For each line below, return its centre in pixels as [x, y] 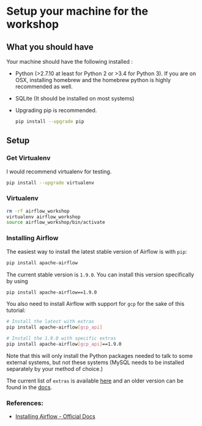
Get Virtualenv [28, 158]
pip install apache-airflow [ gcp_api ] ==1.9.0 [64, 344]
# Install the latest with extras [50, 322]
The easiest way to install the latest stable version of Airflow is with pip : [97, 251]
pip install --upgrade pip [50, 121]
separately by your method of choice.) [54, 368]
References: [25, 403]
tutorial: [16, 310]
